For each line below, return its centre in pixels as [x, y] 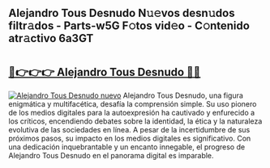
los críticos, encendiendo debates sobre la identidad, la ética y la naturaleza [135, 121]
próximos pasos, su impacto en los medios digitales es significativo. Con [130, 138]
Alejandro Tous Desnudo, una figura [183, 95]
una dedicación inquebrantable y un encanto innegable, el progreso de [127, 147]
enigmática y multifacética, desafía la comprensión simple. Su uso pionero [133, 104]
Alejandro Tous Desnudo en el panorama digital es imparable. [111, 155]
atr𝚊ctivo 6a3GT [51, 38]
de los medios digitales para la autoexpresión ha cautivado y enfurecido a [132, 113]
